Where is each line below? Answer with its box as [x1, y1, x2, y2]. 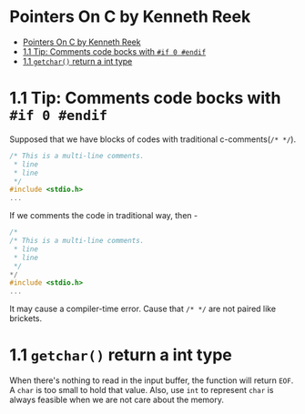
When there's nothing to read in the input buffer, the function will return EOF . [9, 375, 294, 386]
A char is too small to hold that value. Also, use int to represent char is [9, 385, 274, 396]
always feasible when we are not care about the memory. [9, 394, 225, 406]
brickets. [9, 313, 43, 324]
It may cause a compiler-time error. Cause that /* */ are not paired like [9, 303, 276, 315]
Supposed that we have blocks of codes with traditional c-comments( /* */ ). [9, 134, 297, 145]
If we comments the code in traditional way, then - [9, 210, 198, 221]
